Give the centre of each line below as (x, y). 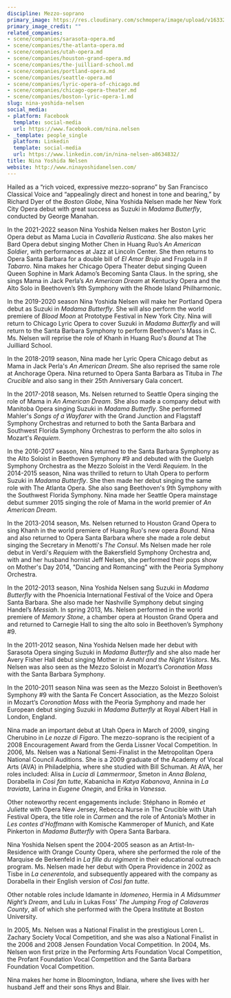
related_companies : (35, 33)
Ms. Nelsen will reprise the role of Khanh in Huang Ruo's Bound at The (107, 337)
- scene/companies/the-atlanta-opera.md (66, 45)
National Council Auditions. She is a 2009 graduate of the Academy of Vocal (115, 759)
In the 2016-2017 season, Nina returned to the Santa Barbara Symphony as (113, 451)
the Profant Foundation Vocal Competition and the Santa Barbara (99, 959)
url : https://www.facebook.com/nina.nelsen (76, 129)
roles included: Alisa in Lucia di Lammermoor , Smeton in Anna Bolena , (107, 774)
